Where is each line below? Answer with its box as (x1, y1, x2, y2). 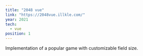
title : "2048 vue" (5, 7, 44, 13)
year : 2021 (5, 17, 28, 22)
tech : (5, 21, 17, 27)
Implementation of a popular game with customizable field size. (5, 45, 138, 51)
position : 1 (5, 31, 31, 36)
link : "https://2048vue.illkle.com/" (5, 12, 85, 17)
